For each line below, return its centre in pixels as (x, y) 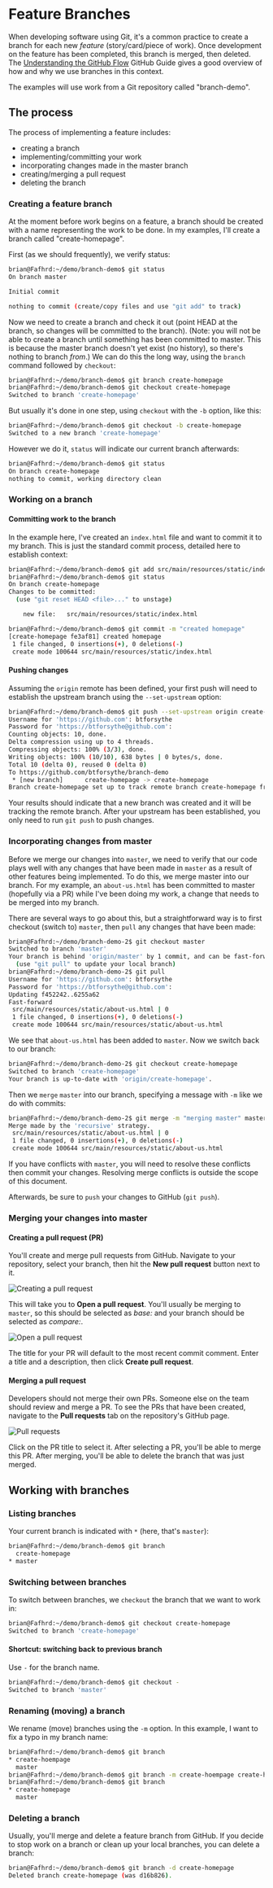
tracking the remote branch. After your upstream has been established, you (134, 811)
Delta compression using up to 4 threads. (81, 742)
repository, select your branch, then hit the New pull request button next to (134, 1264)
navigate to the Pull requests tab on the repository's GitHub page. (119, 1416)
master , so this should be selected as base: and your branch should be (127, 1313)
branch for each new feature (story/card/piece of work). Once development (135, 45)
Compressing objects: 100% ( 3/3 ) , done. (78, 750)
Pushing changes (39, 670)
